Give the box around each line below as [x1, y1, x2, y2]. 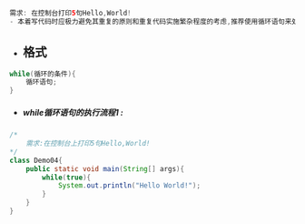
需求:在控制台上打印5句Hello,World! [25, 139, 151, 148]
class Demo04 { [9, 156, 64, 165]
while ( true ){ [42, 173, 92, 182]
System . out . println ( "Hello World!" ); [57, 181, 202, 190]
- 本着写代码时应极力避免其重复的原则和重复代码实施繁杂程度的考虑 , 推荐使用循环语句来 [9, 16, 292, 26]
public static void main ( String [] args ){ [25, 164, 184, 173]
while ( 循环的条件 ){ [9, 69, 76, 78]
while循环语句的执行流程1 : [22, 107, 124, 117]
